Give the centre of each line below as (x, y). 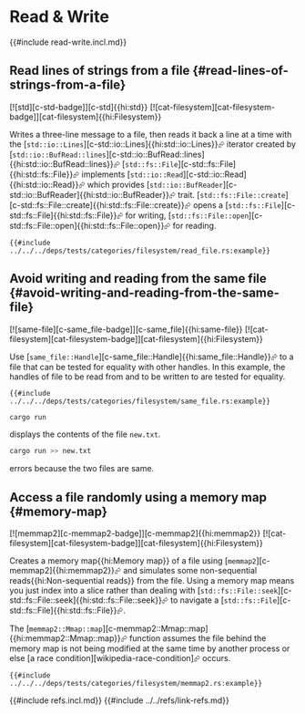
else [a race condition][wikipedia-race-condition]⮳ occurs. (120, 658)
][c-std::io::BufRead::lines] (155, 154)
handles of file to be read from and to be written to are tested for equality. (147, 377)
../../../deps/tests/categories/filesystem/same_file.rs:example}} (140, 401)
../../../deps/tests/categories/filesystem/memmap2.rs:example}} (136, 684)
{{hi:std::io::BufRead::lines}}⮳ (65, 164)
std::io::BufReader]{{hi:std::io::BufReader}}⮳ (92, 194)
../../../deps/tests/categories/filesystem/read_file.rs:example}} (140, 251)
